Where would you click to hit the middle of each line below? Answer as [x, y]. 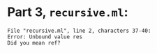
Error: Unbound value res [45, 37]
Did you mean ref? [34, 43]
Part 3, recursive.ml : [68, 12]
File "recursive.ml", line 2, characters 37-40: [79, 31]
